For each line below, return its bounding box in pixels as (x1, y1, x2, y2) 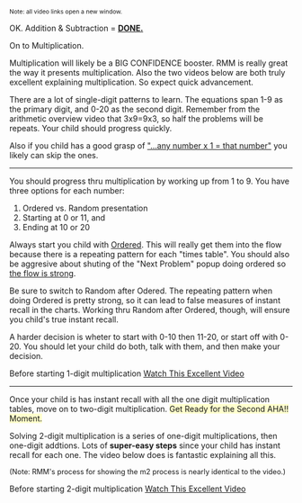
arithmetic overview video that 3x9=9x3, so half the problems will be (9, 113, 263, 124)
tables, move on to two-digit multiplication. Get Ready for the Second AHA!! (9, 404, 289, 414)
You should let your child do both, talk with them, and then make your (22, 341, 280, 352)
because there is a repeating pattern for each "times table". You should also (9, 249, 290, 259)
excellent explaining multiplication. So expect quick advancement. (9, 76, 254, 87)
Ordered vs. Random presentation (22, 202, 148, 213)
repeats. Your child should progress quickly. (9, 123, 173, 133)
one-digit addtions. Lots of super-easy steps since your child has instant (9, 440, 281, 451)
